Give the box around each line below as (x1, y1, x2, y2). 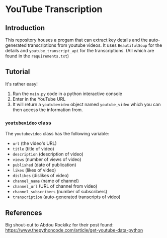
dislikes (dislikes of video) (12, 173, 69, 179)
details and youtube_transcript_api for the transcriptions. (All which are (5, 48, 154, 53)
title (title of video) (12, 146, 54, 152)
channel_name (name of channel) (12, 178, 79, 184)
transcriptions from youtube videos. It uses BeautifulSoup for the (27, 42, 162, 48)
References (5, 208, 42, 217)
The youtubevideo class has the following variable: (5, 131, 109, 137)
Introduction (5, 24, 45, 32)
